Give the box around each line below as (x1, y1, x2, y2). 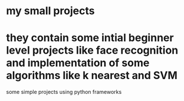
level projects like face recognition (6, 44, 179, 57)
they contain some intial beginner (6, 31, 174, 45)
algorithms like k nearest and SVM (6, 69, 178, 82)
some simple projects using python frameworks (6, 89, 122, 96)
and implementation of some (6, 56, 150, 70)
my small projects (6, 4, 95, 18)
